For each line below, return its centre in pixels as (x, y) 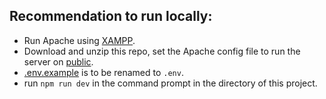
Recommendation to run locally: (111, 16)
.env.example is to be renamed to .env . (103, 72)
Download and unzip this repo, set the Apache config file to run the (162, 51)
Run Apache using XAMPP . (79, 40)
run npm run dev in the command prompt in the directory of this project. (170, 83)
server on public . (58, 61)
